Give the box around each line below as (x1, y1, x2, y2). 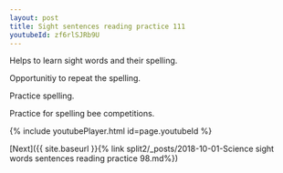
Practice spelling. (9, 90, 75, 101)
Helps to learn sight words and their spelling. (9, 56, 178, 66)
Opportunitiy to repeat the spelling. (9, 73, 141, 84)
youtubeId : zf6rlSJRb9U (9, 30, 100, 39)
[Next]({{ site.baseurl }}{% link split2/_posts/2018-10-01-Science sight (9, 143, 275, 155)
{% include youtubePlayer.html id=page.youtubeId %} (9, 126, 213, 137)
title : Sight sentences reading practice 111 (9, 22, 185, 31)
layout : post (9, 13, 59, 23)
